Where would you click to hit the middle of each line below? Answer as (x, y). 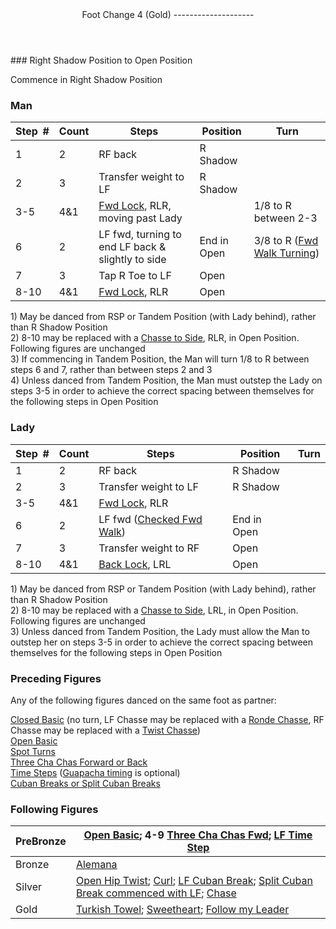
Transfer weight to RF (149, 548)
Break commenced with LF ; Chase (156, 893)
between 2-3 (285, 218)
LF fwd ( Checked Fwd (150, 519)
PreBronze (41, 841)
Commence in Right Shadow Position (86, 79)
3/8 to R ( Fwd (286, 241)
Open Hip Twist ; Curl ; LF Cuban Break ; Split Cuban (194, 881)
